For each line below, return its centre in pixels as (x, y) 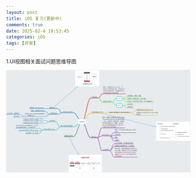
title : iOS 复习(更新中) (34, 18)
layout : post (22, 12)
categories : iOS (26, 37)
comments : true (25, 25)
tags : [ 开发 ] (21, 43)
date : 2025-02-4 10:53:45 (37, 31)
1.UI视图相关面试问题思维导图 (41, 61)
